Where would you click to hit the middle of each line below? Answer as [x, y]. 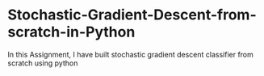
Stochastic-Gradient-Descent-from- [132, 15]
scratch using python [43, 63]
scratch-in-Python [71, 32]
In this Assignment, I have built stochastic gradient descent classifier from [130, 54]
